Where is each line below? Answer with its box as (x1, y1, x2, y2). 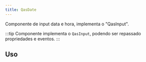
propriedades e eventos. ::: (5, 36, 61, 42)
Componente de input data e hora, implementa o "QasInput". (5, 21, 129, 27)
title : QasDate (5, 7, 37, 12)
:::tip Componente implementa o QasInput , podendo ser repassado (5, 30, 142, 36)
